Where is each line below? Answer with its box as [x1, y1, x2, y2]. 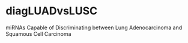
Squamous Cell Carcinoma [5, 30, 71, 37]
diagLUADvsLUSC [5, 4, 97, 18]
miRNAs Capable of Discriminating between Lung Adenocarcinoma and [5, 24, 183, 31]
